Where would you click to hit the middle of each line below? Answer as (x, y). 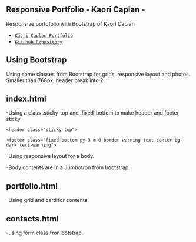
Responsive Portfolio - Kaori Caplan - (76, 10)
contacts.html (32, 219)
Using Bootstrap (36, 60)
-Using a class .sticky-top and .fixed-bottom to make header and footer (93, 113)
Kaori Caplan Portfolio (44, 36)
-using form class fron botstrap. (45, 233)
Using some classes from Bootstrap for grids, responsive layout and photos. (98, 74)
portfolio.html (32, 186)
